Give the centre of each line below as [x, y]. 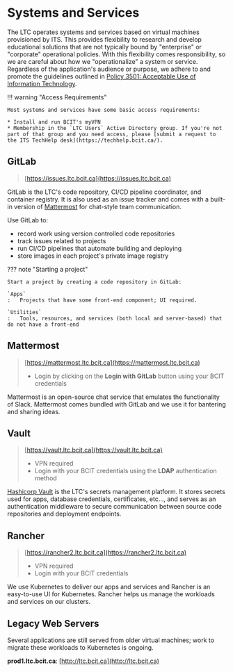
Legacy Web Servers [53, 623]
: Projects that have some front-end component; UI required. [102, 300]
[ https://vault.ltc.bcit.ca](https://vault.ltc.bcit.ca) [93, 450]
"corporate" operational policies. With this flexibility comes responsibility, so [116, 54]
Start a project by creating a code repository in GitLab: [95, 282]
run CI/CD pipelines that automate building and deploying [99, 248]
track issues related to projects [62, 240]
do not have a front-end [43, 325]
